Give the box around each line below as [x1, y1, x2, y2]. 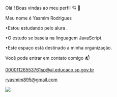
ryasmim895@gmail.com [5, 77, 57, 83]
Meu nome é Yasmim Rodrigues [5, 15, 72, 21]
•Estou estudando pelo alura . [5, 25, 68, 31]
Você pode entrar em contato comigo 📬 [5, 55, 91, 61]
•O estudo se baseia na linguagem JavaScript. [5, 35, 103, 41]
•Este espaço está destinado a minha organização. [5, 45, 112, 51]
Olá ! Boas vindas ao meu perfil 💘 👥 [5, 5, 81, 11]
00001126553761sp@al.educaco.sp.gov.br [5, 67, 95, 72]
